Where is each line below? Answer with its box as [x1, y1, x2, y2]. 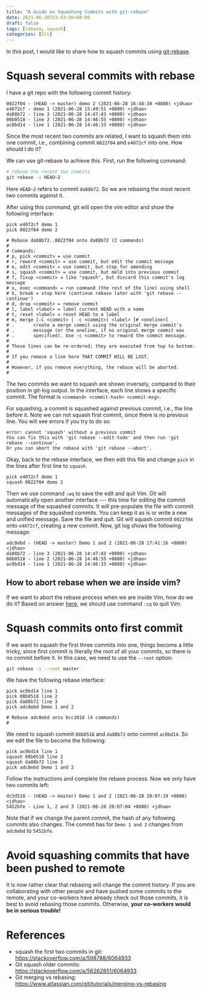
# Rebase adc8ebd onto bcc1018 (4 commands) [6, 714, 120, 721]
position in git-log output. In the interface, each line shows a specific [6, 386, 177, 393]
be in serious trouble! [6, 907, 61, 914]
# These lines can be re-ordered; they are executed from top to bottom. [6, 343, 196, 349]
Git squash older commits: [14, 961, 80, 968]
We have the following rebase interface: [6, 676, 106, 684]
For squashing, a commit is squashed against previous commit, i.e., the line [6, 404, 193, 412]
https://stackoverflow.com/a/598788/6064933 [14, 954, 131, 962]
